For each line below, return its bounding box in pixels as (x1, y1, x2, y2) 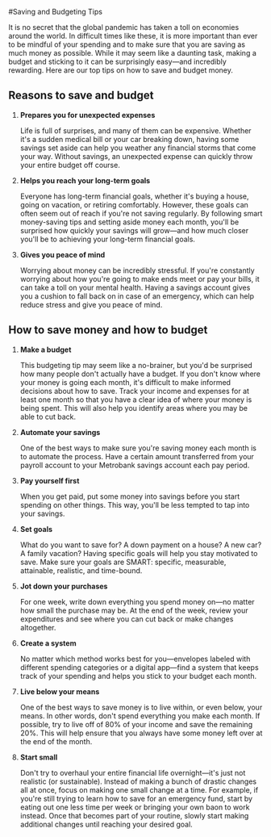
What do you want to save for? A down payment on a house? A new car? (19, 540, 262, 550)
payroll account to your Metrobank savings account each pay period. (19, 460, 250, 470)
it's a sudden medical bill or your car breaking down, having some (19, 134, 240, 144)
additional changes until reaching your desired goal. (19, 819, 194, 829)
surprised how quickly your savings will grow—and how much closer (19, 225, 248, 235)
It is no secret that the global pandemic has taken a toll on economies (8, 23, 240, 31)
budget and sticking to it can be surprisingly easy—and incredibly (8, 56, 227, 66)
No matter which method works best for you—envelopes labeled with (19, 654, 251, 663)
